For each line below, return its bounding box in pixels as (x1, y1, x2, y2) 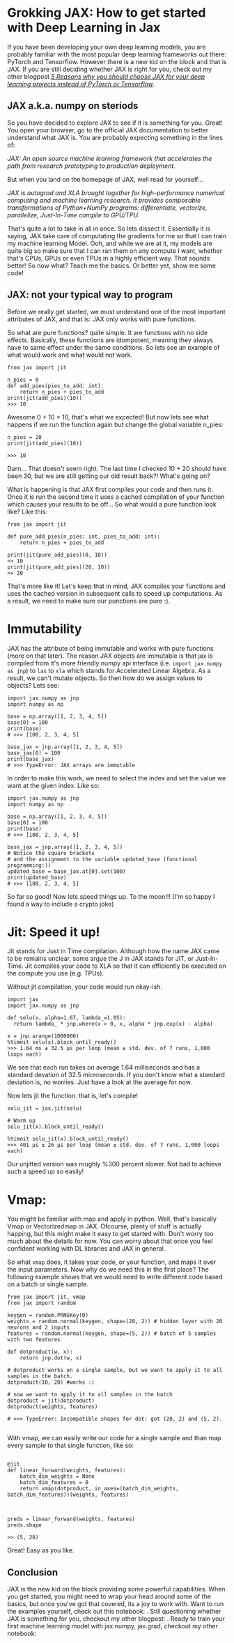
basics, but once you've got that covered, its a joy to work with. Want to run (7, 1600, 224, 1608)
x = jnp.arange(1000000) (7, 1033, 79, 1040)
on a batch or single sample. (7, 1280, 89, 1288)
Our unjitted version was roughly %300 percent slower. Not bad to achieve (7, 1160, 221, 1168)
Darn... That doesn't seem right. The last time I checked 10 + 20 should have (7, 464, 227, 472)
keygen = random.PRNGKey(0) (7, 1312, 89, 1319)
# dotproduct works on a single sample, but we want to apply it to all (7, 1367, 223, 1374)
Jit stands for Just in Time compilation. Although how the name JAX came (7, 947, 220, 955)
